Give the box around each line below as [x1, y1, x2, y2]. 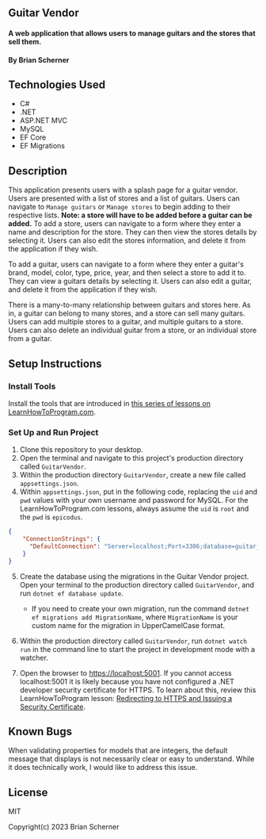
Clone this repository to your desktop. [19, 445, 144, 454]
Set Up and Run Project [8, 427, 99, 438]
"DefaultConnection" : [28, 542, 101, 550]
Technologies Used [8, 78, 105, 91]
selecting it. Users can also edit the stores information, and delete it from [8, 236, 246, 245]
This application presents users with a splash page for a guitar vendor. [8, 186, 238, 195]
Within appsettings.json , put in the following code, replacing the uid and [19, 487, 258, 496]
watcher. [19, 653, 49, 662]
